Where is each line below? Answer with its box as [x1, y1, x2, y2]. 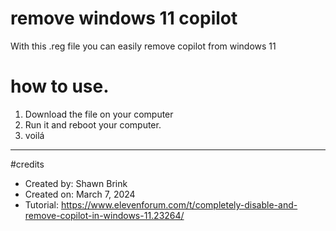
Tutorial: [24, 198, 60, 211]
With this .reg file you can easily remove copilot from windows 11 [10, 40, 277, 52]
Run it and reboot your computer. [24, 118, 162, 131]
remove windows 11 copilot [10, 7, 238, 30]
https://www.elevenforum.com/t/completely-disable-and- [60, 198, 298, 211]
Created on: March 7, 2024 [24, 188, 136, 200]
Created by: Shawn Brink [24, 177, 128, 189]
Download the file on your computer [24, 108, 174, 120]
